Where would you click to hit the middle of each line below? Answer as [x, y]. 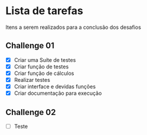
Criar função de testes [41, 67]
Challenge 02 [31, 112]
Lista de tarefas [44, 11]
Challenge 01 [30, 46]
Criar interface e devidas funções [55, 86]
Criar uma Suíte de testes [45, 60]
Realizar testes [32, 80]
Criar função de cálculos [44, 73]
